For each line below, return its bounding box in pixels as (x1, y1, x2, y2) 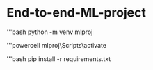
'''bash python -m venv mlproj (6, 28, 93, 36)
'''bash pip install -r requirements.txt (6, 54, 111, 63)
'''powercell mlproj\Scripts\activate (6, 41, 107, 49)
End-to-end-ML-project (6, 5, 147, 21)
